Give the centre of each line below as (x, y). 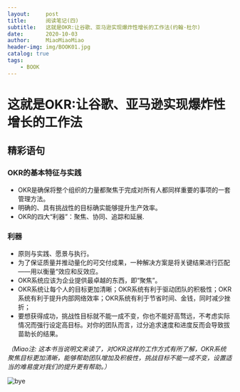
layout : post (33, 14)
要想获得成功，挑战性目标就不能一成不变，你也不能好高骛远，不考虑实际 (124, 316)
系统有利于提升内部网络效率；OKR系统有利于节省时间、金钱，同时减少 (121, 298)
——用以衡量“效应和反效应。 (59, 271)
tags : (15, 61)
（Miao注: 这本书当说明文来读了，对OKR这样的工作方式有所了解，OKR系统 (117, 349)
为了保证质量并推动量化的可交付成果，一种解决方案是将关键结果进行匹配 (124, 262)
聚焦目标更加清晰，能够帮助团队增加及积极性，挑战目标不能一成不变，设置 (116, 358)
